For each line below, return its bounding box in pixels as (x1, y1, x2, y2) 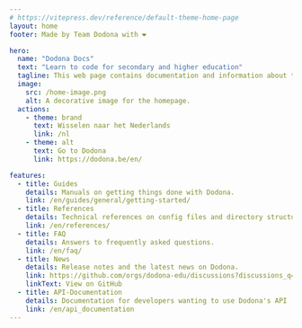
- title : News (17, 254, 70, 263)
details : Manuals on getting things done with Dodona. (25, 188, 235, 197)
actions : (17, 104, 50, 113)
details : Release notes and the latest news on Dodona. (25, 262, 240, 272)
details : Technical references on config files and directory (25, 213, 263, 222)
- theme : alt (25, 138, 75, 147)
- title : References (17, 204, 94, 214)
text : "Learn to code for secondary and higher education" (17, 63, 244, 72)
